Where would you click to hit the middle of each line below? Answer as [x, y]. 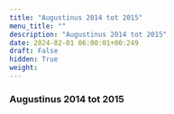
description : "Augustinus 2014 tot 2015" [88, 34]
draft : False [34, 51]
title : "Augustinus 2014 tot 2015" [76, 18]
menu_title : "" [38, 26]
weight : [24, 68]
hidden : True [34, 59]
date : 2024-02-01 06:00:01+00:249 [74, 43]
